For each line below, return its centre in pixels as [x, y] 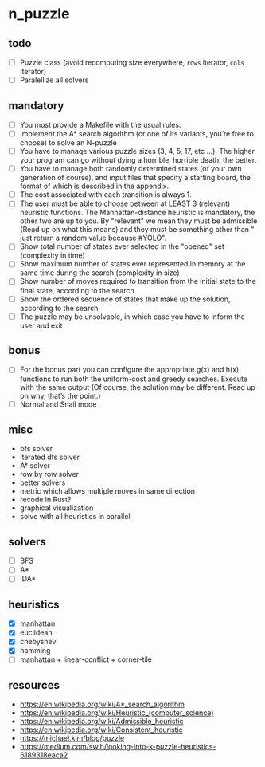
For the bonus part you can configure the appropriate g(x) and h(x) [129, 370]
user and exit [41, 325]
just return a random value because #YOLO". [93, 238]
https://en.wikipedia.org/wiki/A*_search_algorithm [102, 704]
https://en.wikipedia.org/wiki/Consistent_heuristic [101, 730]
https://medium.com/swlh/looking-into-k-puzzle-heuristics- [118, 747]
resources [34, 685]
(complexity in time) [52, 255]
